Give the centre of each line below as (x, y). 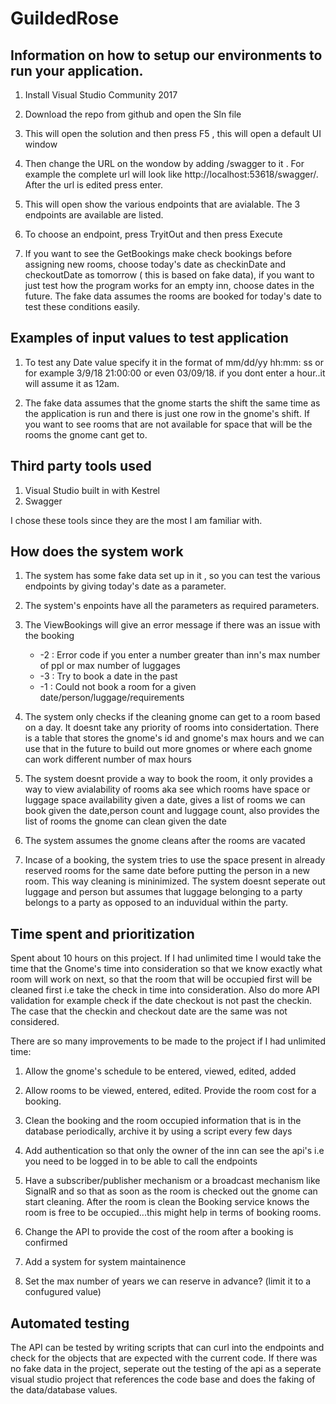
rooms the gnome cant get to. (86, 434)
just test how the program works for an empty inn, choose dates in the (169, 285)
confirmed (46, 1243)
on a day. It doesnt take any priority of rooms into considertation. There (172, 728)
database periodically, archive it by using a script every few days (158, 1131)
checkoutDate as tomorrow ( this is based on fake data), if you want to (169, 275)
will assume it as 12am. (72, 383)
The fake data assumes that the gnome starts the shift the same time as (172, 403)
